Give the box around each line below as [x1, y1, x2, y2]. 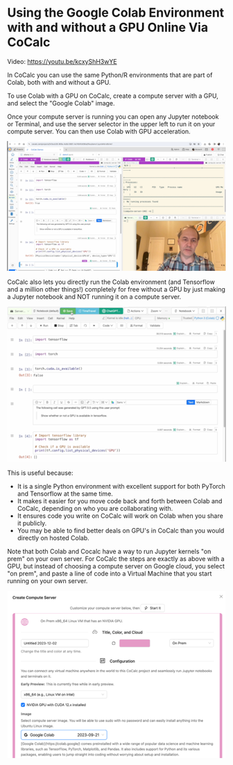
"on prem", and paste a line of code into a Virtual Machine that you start [7, 569, 212, 578]
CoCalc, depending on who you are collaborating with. [17, 504, 173, 512]
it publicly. [17, 519, 47, 527]
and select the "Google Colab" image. [7, 99, 116, 107]
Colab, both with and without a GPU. [7, 78, 111, 86]
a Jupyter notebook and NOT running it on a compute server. [7, 293, 182, 301]
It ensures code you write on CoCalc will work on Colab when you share [17, 512, 223, 520]
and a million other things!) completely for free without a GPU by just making [7, 285, 225, 294]
